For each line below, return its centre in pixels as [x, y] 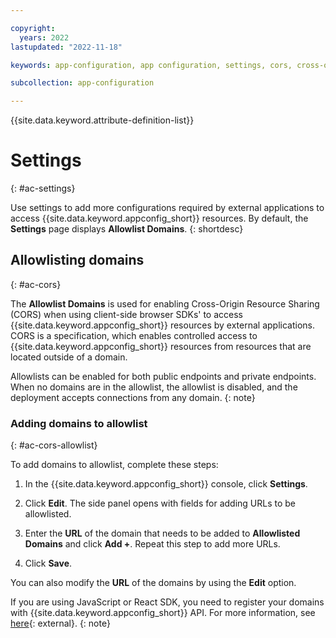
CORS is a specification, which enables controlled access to [134, 335]
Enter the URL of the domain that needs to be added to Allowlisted [162, 533]
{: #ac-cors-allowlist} [54, 445]
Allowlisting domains [77, 260]
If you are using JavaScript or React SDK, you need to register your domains [167, 602]
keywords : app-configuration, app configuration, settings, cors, [151, 65]
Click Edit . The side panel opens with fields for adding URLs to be [160, 503]
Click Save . [48, 563]
